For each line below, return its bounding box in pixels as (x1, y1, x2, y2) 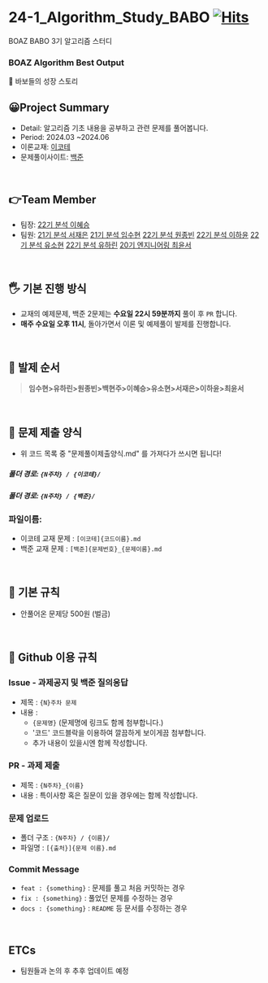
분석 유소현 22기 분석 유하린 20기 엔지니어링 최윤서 (28, 240, 192, 250)
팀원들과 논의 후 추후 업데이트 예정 (19, 966, 129, 976)
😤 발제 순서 (8, 360, 61, 374)
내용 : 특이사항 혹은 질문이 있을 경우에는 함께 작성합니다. (19, 790, 198, 800)
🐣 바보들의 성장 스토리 (8, 76, 79, 86)
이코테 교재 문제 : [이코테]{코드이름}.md (19, 534, 141, 544)
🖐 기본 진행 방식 (8, 282, 87, 296)
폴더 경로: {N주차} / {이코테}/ (8, 469, 102, 478)
